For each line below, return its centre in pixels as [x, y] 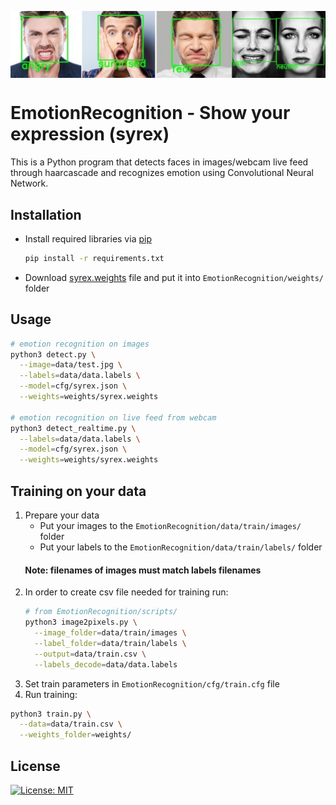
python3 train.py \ [51, 714]
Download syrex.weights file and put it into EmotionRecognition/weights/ [174, 277]
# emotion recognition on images [80, 344]
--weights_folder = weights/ [75, 735]
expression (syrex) [90, 134]
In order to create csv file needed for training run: [126, 592]
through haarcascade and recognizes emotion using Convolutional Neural [162, 173]
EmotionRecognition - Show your [150, 113]
